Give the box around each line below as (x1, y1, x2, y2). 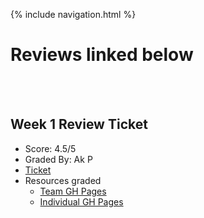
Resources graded (24, 174, 102, 186)
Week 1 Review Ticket (10, 116, 148, 133)
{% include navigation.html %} (10, 9, 137, 20)
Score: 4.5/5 (24, 142, 77, 154)
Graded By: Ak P (24, 153, 93, 165)
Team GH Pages (39, 185, 107, 197)
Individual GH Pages (39, 195, 124, 208)
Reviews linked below (10, 44, 194, 66)
